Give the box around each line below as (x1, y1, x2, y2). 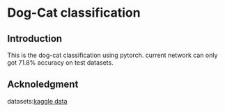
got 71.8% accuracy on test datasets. (7, 58, 114, 67)
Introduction (7, 33, 63, 45)
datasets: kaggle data (7, 97, 68, 105)
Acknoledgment (7, 79, 79, 90)
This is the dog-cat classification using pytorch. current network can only (7, 51, 218, 59)
